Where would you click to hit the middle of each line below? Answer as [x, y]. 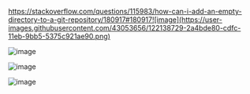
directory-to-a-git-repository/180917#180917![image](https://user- [115, 20]
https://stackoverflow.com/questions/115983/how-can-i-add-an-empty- [125, 11]
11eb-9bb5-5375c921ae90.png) [59, 36]
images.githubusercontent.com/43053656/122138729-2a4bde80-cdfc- [125, 28]
